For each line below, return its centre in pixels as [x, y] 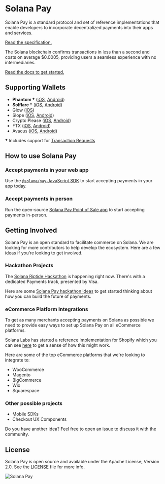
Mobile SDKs [25, 414]
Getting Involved [31, 230]
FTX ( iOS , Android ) [31, 125]
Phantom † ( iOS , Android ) [38, 99]
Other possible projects [34, 403]
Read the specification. [29, 42]
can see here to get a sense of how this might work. [58, 345]
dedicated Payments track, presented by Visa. [52, 282]
